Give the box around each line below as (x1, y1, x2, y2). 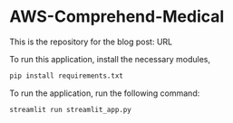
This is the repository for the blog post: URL (9, 36, 173, 47)
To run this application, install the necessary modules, (9, 53, 211, 64)
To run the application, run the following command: (9, 88, 200, 99)
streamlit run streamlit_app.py (9, 105, 131, 114)
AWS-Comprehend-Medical (9, 6, 225, 27)
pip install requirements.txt (9, 71, 124, 80)
